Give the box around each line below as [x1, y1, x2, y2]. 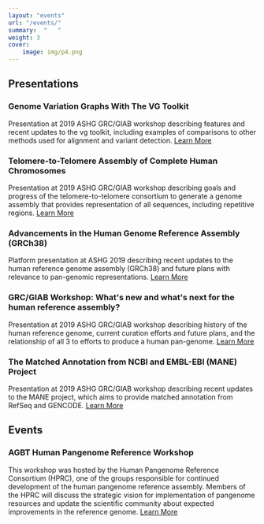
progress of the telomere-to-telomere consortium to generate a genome [8, 191, 243, 201]
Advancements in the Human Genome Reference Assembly [8, 228, 240, 239]
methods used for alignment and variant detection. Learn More [8, 136, 212, 145]
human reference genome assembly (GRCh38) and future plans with [8, 264, 230, 273]
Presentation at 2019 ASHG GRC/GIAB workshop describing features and [8, 119, 246, 128]
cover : [8, 41, 30, 49]
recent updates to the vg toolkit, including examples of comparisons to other [8, 127, 257, 136]
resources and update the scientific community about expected [8, 498, 214, 508]
